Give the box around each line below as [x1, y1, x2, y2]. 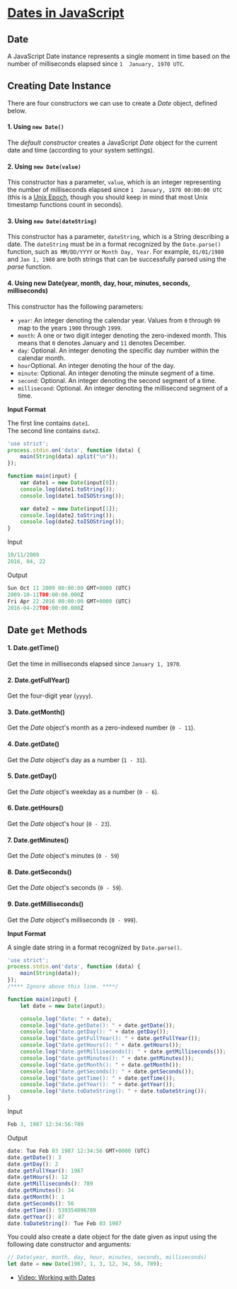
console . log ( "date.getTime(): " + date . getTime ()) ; [20, 1074, 175, 1082]
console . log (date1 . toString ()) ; [20, 486, 115, 493]
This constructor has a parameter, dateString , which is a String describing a [7, 233, 229, 241]
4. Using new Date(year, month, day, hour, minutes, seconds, [7, 279, 190, 288]
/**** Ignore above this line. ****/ [7, 983, 119, 991]
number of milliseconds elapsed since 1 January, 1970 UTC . [7, 60, 185, 68]
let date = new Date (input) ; [20, 1002, 106, 1010]
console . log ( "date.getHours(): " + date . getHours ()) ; [20, 1042, 182, 1049]
